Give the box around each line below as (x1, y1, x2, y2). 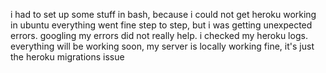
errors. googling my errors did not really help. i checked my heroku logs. (10, 30, 308, 41)
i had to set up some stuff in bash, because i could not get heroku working (10, 9, 317, 20)
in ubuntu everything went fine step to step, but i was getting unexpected (10, 19, 313, 31)
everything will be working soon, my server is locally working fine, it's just (10, 40, 315, 52)
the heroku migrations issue (10, 51, 125, 63)
